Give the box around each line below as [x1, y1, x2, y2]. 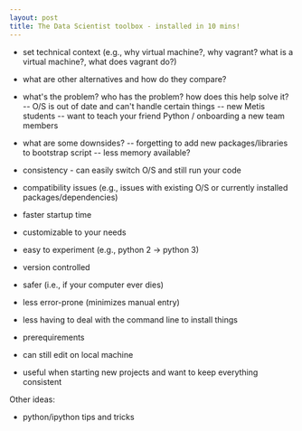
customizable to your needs [22, 227, 127, 238]
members [22, 119, 59, 131]
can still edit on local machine [22, 349, 134, 360]
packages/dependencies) [22, 192, 118, 202]
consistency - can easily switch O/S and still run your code [22, 164, 241, 175]
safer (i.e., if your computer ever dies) [22, 279, 165, 290]
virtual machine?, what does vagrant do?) [22, 56, 177, 67]
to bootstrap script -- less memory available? [22, 146, 191, 158]
